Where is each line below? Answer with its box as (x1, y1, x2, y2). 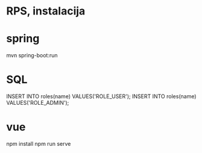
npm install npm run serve (6, 140, 71, 147)
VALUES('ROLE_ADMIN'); (6, 99, 69, 107)
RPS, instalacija (6, 4, 86, 18)
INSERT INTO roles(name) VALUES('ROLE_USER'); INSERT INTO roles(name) (6, 93, 197, 100)
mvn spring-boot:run (6, 52, 58, 59)
